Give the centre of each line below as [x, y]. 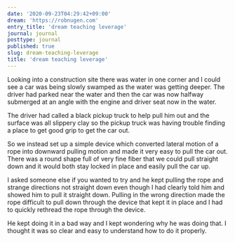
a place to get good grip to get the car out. [69, 130]
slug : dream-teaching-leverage [53, 53]
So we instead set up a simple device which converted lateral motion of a [113, 144]
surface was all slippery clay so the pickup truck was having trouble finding [116, 123]
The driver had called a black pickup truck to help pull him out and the [108, 115]
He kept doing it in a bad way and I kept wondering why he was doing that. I [117, 223]
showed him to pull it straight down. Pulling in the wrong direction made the [116, 194]
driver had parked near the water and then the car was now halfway [106, 94]
